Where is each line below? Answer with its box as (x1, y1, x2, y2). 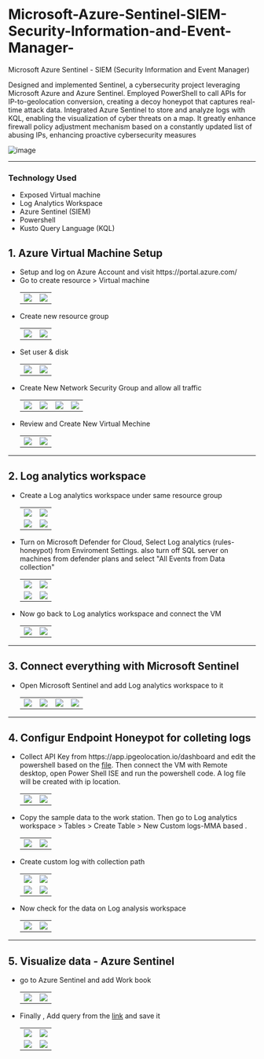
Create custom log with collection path (19, 857, 145, 867)
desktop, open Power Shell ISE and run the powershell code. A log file (19, 768, 246, 779)
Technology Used (8, 172, 77, 183)
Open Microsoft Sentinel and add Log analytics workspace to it (19, 680, 224, 690)
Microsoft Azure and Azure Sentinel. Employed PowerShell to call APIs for (8, 88, 247, 97)
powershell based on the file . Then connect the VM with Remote (19, 760, 228, 770)
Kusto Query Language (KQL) (19, 224, 115, 233)
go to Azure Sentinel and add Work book (19, 976, 152, 985)
